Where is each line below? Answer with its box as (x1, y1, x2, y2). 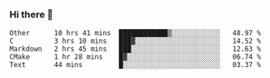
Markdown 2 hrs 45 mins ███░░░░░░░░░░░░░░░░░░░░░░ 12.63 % (9, 44, 261, 54)
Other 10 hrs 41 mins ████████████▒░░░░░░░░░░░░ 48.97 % (9, 29, 261, 38)
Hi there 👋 (9, 8, 54, 21)
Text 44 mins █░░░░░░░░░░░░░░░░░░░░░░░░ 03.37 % (9, 61, 261, 70)
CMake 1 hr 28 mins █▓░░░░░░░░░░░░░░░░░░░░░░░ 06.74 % (9, 53, 261, 62)
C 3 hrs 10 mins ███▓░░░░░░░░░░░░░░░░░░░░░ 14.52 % (9, 36, 261, 46)
